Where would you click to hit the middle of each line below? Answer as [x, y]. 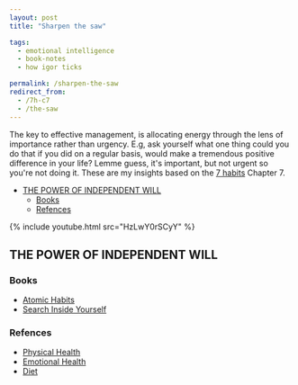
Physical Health [51, 353]
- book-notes [42, 59]
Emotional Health [54, 362]
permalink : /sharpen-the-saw [64, 84]
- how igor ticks [50, 67]
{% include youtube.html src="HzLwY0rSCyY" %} [102, 227]
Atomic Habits [48, 300]
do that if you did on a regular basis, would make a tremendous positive [142, 153]
